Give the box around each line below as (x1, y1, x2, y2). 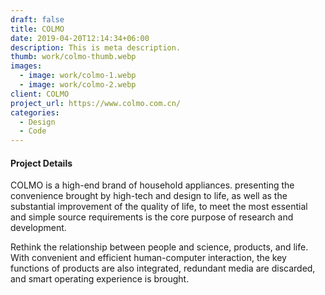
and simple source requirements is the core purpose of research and (10, 211, 294, 223)
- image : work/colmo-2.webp (19, 80, 137, 90)
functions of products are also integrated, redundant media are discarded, (10, 262, 316, 275)
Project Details (10, 157, 73, 169)
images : (10, 61, 43, 71)
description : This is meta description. (10, 42, 182, 53)
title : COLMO (10, 24, 65, 34)
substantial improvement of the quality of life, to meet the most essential (10, 201, 308, 213)
